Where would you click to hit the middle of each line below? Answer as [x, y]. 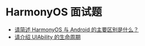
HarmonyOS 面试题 [54, 12]
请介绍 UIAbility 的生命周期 [47, 37]
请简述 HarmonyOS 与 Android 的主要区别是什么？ [76, 29]
